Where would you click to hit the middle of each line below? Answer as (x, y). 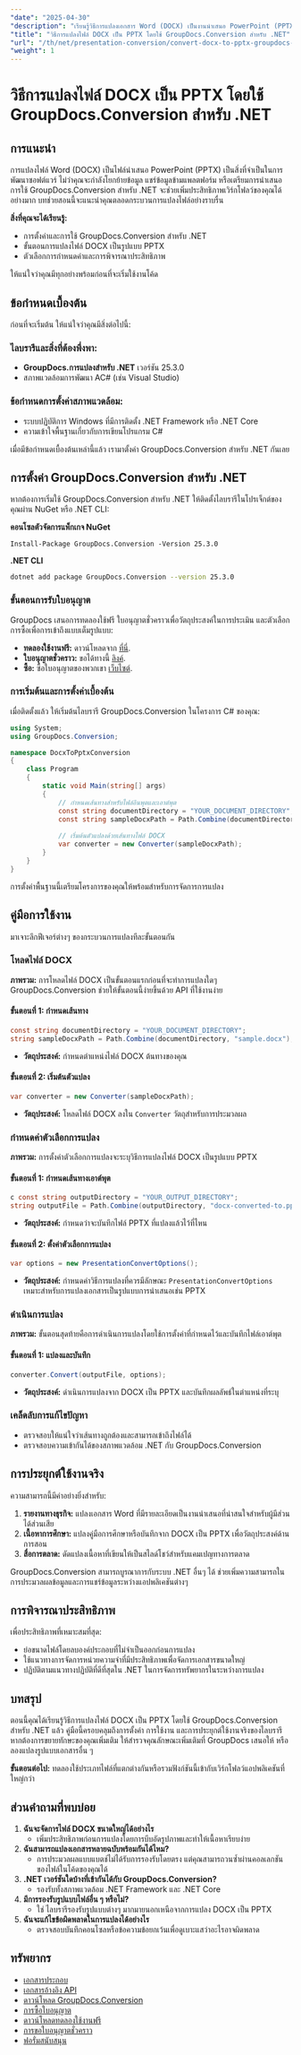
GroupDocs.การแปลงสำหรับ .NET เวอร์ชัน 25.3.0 (104, 367)
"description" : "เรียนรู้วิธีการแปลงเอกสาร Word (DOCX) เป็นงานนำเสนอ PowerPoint (140, 26)
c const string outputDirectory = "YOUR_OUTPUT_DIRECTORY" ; (125, 1198)
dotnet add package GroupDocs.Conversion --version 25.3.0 (122, 577)
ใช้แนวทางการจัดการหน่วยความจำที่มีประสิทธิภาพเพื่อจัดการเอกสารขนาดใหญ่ (134, 1660)
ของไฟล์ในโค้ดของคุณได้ (72, 1870)
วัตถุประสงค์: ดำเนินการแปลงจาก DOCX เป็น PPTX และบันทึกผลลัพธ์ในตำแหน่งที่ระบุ (151, 1392)
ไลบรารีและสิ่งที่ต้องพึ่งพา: (54, 348)
